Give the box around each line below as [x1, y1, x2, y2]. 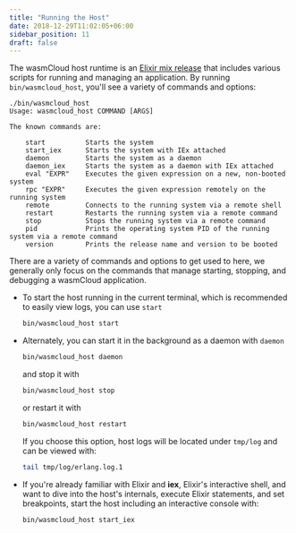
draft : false [9, 38, 58, 47]
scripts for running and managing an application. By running [9, 73, 231, 83]
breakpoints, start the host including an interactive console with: [21, 498, 259, 509]
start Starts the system [25, 138, 154, 148]
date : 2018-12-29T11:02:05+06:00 [9, 21, 134, 30]
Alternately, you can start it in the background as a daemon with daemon [21, 335, 284, 346]
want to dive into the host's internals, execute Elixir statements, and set [21, 488, 284, 499]
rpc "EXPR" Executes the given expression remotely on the [25, 185, 266, 194]
